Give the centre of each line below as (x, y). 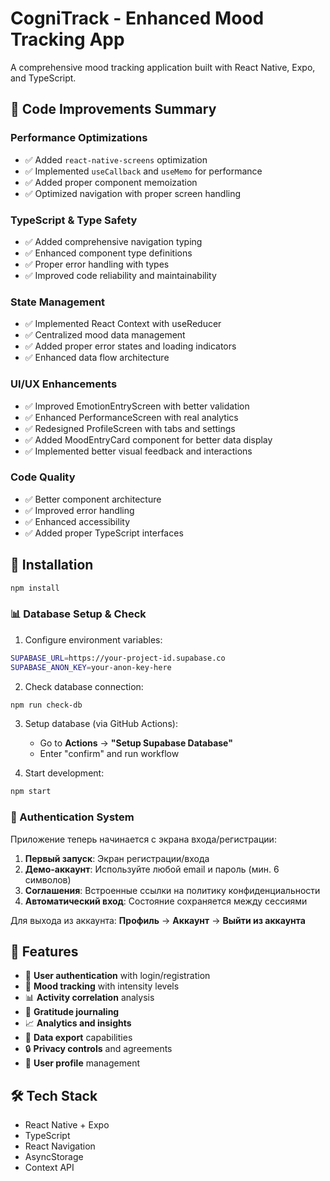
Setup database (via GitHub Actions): (101, 724)
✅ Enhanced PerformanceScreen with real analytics (131, 417)
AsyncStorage (54, 1157)
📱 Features (44, 951)
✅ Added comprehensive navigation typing (113, 241)
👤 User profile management (82, 1063)
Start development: (64, 773)
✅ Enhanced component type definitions (108, 253)
